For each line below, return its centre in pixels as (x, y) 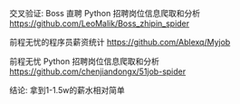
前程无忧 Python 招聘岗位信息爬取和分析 (85, 61)
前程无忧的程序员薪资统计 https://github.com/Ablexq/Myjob (120, 42)
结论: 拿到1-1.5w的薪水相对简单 (67, 90)
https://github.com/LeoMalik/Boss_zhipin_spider (100, 24)
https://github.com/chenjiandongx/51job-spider (98, 71)
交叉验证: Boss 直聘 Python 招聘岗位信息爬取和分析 (105, 13)
